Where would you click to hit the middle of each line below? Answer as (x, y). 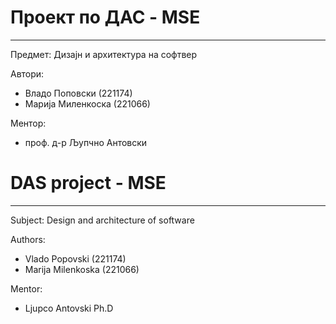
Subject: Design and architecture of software (102, 220)
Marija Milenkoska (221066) (82, 269)
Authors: (28, 239)
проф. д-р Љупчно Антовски (86, 142)
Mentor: (26, 288)
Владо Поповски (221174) (78, 93)
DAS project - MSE (88, 183)
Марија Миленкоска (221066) (87, 103)
